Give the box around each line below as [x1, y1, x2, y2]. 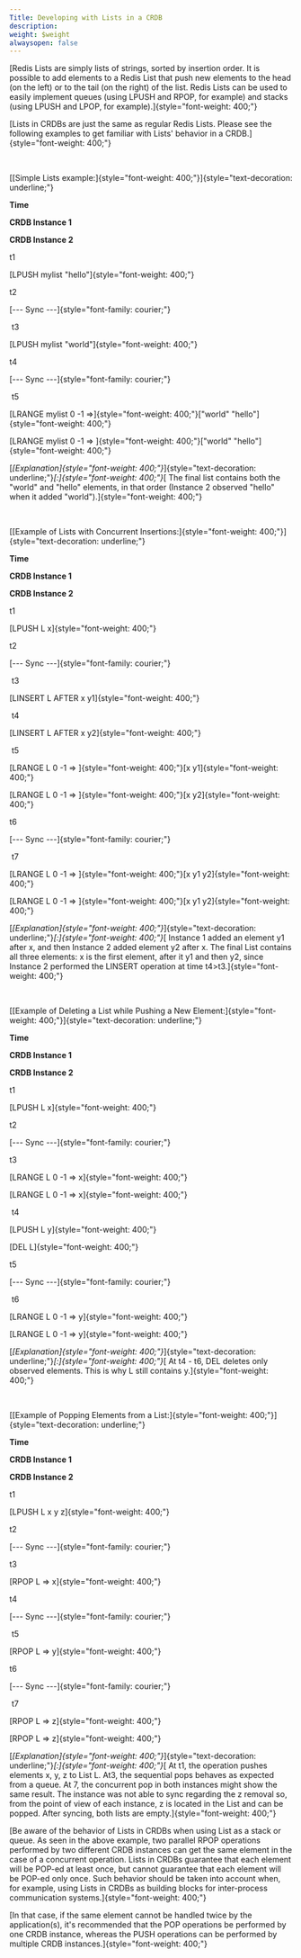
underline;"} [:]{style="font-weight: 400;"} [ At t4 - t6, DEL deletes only [9, 1356, 269, 1367]
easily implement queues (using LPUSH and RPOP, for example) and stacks [9, 92, 288, 103]
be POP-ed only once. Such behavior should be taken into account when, [9, 1873, 281, 1884]
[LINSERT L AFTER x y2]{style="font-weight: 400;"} [9, 728, 202, 739]
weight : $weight [9, 30, 70, 39]
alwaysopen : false [9, 38, 78, 48]
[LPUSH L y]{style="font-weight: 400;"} [9, 1225, 157, 1235]
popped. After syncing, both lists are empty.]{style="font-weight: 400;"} [9, 1808, 277, 1819]
